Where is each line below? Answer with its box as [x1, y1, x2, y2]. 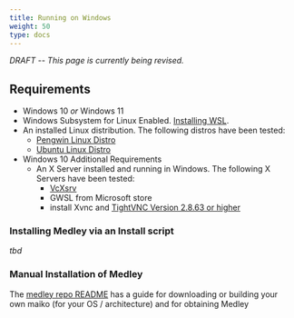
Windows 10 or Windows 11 [22, 105, 124, 116]
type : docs [9, 30, 51, 39]
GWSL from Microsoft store [49, 193, 152, 204]
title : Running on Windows [9, 13, 112, 23]
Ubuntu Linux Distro [35, 144, 112, 155]
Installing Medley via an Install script [9, 224, 174, 237]
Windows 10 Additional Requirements [22, 154, 162, 164]
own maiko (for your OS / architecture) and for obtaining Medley [9, 298, 250, 309]
